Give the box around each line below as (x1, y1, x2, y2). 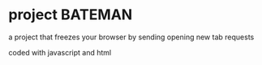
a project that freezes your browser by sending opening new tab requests (8, 32, 255, 42)
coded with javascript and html (8, 47, 112, 57)
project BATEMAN (8, 6, 133, 24)
